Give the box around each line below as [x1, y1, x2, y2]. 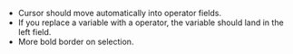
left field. [17, 27, 52, 37]
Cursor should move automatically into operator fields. [17, 8, 222, 18]
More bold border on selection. [17, 36, 134, 47]
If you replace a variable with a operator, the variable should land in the [17, 17, 284, 28]
